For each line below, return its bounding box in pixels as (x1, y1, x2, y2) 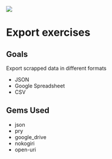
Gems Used (6, 106, 50, 116)
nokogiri (14, 140, 35, 147)
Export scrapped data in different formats (6, 65, 107, 72)
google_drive (14, 133, 47, 140)
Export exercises (6, 26, 91, 39)
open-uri (14, 146, 37, 153)
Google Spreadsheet (14, 82, 65, 89)
